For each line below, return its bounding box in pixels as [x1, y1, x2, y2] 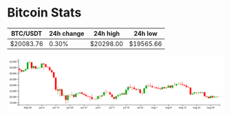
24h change [49, 30, 85, 38]
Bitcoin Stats [7, 5, 82, 21]
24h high [93, 30, 121, 38]
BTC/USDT [11, 30, 43, 38]
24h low [133, 30, 158, 38]
